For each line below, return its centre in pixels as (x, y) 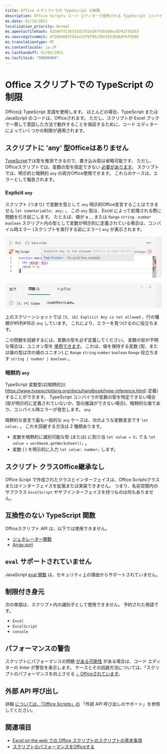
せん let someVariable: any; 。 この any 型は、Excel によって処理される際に (83, 210)
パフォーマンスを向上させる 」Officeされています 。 (70, 674)
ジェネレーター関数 (32, 539)
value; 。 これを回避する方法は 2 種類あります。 (55, 426)
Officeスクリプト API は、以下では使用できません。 (57, 528)
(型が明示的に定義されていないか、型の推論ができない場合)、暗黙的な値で (81, 403)
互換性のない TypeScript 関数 (50, 515)
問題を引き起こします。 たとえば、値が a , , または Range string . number (78, 216)
